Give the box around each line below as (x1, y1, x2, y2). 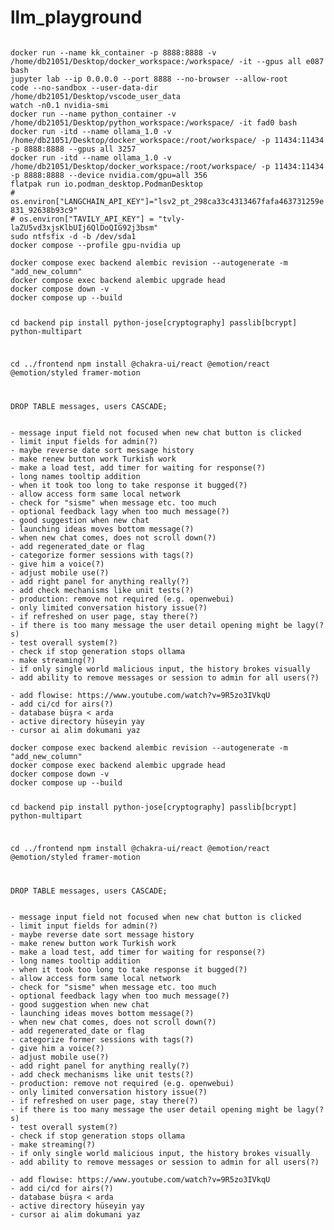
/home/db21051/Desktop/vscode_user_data (10, 91, 182, 101)
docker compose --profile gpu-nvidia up (10, 240, 182, 250)
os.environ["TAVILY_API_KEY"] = (19, 214, 155, 224)
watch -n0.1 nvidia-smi (10, 100, 110, 110)
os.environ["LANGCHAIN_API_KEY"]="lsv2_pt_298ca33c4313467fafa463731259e (10, 196, 325, 206)
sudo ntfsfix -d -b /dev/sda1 (10, 231, 137, 241)
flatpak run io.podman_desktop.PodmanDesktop (10, 179, 203, 189)
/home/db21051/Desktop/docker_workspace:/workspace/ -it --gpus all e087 (10, 56, 325, 66)
